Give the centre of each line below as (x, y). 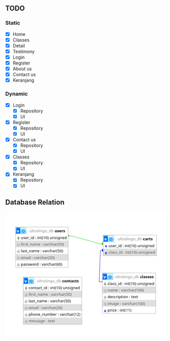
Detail (19, 46)
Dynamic (17, 94)
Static (13, 23)
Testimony (23, 51)
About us (22, 69)
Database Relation (35, 202)
